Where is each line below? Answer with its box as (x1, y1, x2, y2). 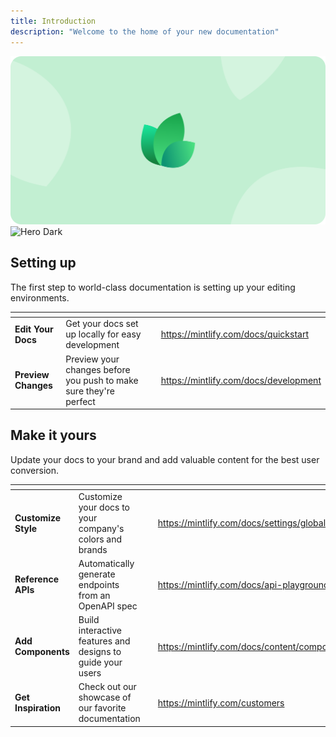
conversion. (10, 464, 59, 476)
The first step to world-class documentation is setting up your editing (10, 281, 296, 293)
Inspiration (14, 702, 61, 714)
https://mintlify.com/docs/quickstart (160, 328, 310, 340)
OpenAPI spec (78, 600, 138, 612)
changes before (65, 363, 131, 375)
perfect (65, 395, 96, 407)
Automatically (78, 557, 135, 569)
